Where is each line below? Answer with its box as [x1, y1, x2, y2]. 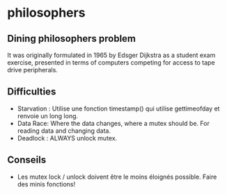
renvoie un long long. [17, 111, 79, 120]
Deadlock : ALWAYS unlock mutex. [17, 134, 118, 142]
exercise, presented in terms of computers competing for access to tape [7, 58, 215, 67]
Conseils [7, 154, 47, 166]
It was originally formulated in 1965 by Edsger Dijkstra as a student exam [7, 51, 216, 59]
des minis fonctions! [17, 179, 75, 188]
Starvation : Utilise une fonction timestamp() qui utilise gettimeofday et [17, 104, 220, 113]
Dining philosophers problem [7, 33, 136, 45]
